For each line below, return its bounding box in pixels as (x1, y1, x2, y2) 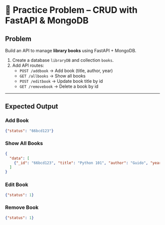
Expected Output (5, 102, 58, 111)
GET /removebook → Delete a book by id (19, 83, 99, 89)
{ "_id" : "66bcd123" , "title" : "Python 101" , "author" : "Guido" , (14, 160, 148, 165)
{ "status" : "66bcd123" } (5, 128, 54, 133)
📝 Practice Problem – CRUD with (5, 4, 137, 16)
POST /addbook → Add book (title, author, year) (19, 68, 113, 74)
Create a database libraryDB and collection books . (12, 57, 114, 63)
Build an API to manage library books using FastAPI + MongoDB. (5, 48, 137, 53)
